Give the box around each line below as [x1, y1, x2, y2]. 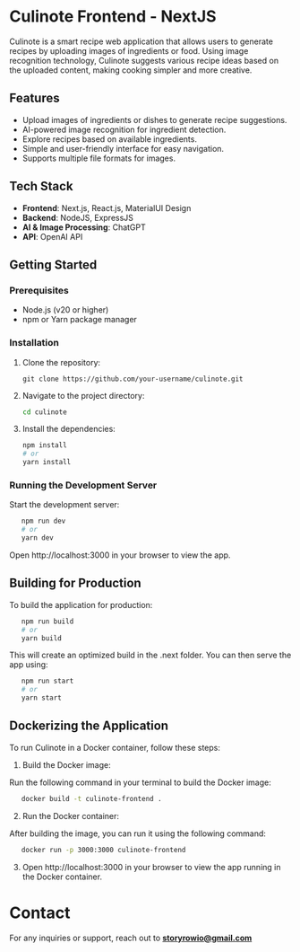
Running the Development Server [9, 479, 158, 491]
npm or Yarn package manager [21, 314, 137, 325]
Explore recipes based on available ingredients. [21, 133, 197, 145]
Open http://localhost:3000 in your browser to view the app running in [21, 861, 281, 872]
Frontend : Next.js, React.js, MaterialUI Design [21, 202, 192, 213]
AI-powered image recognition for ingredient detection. [21, 124, 227, 135]
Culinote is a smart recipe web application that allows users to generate [9, 36, 273, 47]
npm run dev [21, 516, 66, 526]
